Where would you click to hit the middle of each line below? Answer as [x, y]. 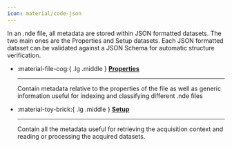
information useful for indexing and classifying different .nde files [110, 96]
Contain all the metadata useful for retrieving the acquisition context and [120, 129]
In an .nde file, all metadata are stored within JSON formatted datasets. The [115, 33]
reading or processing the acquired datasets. [81, 136]
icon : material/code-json [44, 13]
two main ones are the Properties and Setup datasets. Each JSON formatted [115, 40]
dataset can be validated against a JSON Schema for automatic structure [111, 48]
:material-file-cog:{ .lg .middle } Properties [78, 68]
